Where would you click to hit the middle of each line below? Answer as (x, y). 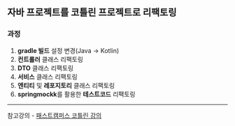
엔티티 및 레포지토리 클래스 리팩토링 (66, 85)
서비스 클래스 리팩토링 (48, 77)
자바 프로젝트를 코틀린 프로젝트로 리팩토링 (92, 13)
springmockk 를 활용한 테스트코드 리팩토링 (76, 94)
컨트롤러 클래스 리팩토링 (50, 59)
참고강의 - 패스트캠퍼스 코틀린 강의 (55, 115)
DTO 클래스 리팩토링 (45, 68)
